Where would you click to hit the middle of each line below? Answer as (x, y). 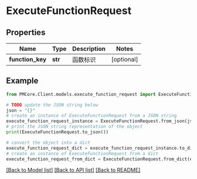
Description (89, 49)
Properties (26, 32)
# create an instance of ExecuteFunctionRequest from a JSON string (91, 116)
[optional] (125, 59)
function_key (28, 59)
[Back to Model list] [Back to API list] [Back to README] (73, 170)
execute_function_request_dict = (47, 148)
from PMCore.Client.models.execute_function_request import (81, 94)
